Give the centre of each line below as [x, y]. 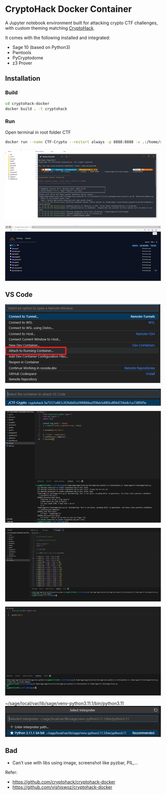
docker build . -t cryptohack [36, 109]
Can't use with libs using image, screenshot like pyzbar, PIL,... [75, 762]
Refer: [11, 772]
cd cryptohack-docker [27, 103]
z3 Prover [22, 63]
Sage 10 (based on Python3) [41, 47]
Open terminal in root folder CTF [38, 132]
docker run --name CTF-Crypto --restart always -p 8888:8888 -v [73, 142]
